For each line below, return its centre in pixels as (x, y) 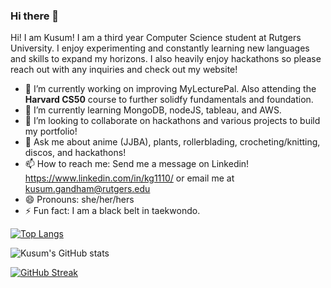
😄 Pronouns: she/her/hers (79, 200)
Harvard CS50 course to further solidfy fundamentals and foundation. (169, 100)
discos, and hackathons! (75, 153)
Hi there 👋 (35, 16)
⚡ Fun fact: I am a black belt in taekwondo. (112, 211)
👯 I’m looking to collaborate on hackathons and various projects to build (172, 121)
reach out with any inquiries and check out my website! (124, 70)
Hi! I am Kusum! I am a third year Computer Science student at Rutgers (156, 38)
